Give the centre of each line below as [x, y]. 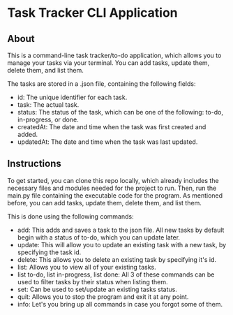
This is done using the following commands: [70, 216]
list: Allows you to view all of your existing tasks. [87, 267]
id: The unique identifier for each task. [72, 97]
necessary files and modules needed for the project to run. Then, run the [112, 188]
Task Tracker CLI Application [92, 13]
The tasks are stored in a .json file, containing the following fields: [102, 84]
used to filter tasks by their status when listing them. [92, 281]
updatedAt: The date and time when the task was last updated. [107, 142]
